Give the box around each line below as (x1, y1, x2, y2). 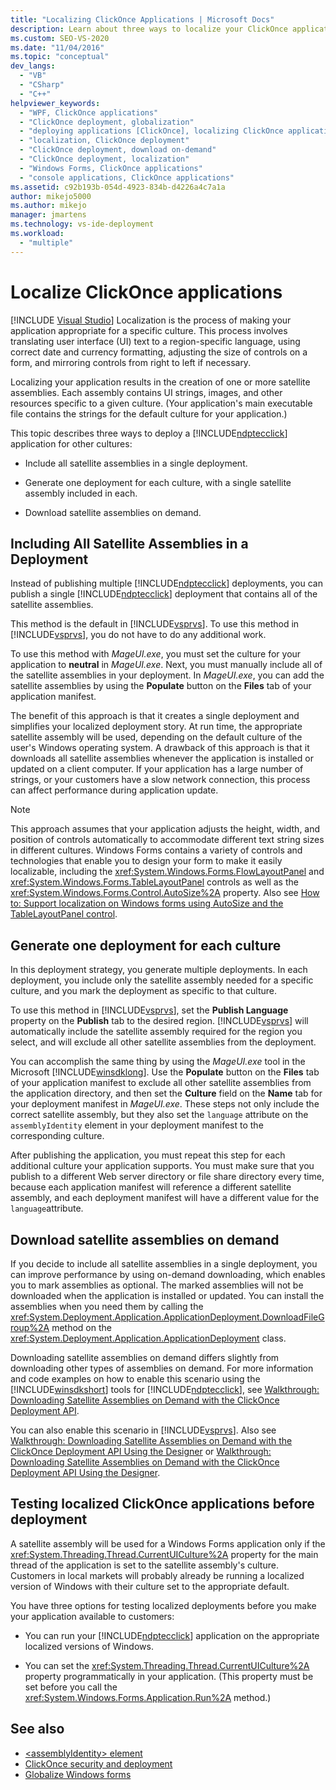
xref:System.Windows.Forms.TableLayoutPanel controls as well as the (10, 876, 299, 888)
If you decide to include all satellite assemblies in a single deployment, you (10, 1258, 318, 1270)
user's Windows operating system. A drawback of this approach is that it (10, 742, 310, 754)
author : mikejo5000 (10, 191, 92, 201)
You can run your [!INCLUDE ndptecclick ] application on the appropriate (24, 1629, 320, 1641)
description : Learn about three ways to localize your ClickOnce (10, 24, 288, 34)
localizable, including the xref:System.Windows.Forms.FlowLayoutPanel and (10, 866, 325, 878)
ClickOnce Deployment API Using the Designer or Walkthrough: (10, 1446, 272, 1457)
